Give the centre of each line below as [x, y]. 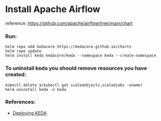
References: [21, 102]
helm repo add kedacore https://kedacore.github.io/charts [68, 47]
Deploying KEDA [29, 113]
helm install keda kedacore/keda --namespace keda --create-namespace [81, 56]
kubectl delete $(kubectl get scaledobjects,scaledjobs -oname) [74, 85]
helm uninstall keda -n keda [36, 89]
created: [16, 75]
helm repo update [23, 51]
